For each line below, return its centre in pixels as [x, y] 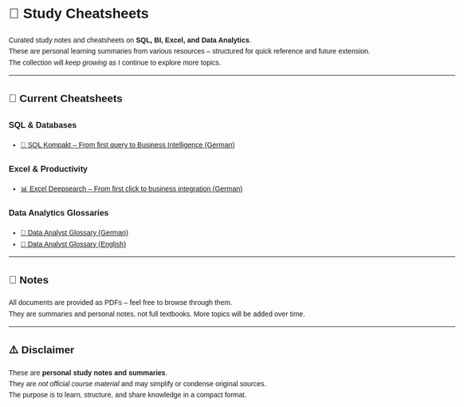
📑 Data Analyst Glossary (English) [73, 244]
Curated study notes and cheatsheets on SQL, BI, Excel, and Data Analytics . [130, 40]
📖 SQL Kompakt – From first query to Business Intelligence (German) [128, 145]
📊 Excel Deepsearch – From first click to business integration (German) [132, 189]
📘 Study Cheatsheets [79, 14]
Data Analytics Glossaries [59, 213]
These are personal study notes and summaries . [88, 373]
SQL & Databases [43, 125]
